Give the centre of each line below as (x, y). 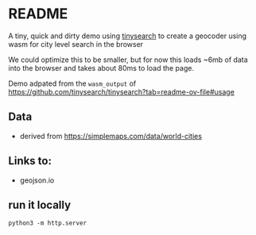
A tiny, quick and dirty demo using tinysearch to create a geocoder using (128, 36)
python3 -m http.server (48, 223)
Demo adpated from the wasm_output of (72, 83)
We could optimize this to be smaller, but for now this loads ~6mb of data (128, 60)
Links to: (30, 161)
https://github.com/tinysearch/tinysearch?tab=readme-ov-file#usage (121, 91)
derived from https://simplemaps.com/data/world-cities (111, 136)
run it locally (40, 204)
